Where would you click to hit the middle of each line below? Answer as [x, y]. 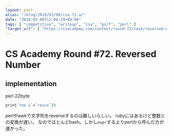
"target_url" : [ [23, 29]
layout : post [19, 10]
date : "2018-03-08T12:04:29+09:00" [43, 19]
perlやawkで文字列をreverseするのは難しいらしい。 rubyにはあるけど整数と [85, 116]
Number [23, 65]
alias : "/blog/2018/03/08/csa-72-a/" [46, 15]
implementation [31, 84]
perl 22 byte [17, 96]
